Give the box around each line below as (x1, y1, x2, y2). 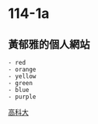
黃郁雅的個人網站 (8, 37, 90, 51)
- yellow (8, 73, 37, 80)
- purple (8, 93, 37, 101)
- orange (8, 66, 37, 73)
